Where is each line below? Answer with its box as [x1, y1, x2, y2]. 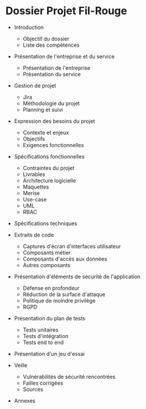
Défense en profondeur [22, 284, 80, 291]
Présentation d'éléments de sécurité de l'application [14, 273, 141, 280]
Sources [22, 385, 44, 392]
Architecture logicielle [22, 177, 76, 184]
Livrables [22, 170, 45, 178]
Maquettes [22, 183, 49, 190]
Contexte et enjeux [22, 129, 69, 136]
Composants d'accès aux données [22, 255, 107, 262]
